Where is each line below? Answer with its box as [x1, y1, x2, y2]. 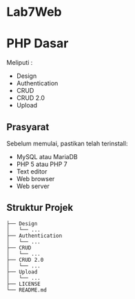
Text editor [16, 167, 48, 176]
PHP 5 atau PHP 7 [16, 160, 67, 168]
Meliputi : [6, 59, 33, 67]
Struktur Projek [6, 202, 74, 214]
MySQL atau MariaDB [16, 152, 78, 161]
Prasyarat [6, 121, 50, 133]
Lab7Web [6, 4, 63, 20]
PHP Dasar [6, 36, 69, 52]
